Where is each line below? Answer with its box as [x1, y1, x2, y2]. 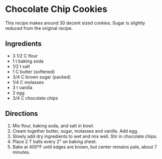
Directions [5, 109, 38, 118]
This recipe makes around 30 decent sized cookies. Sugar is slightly [5, 20, 146, 26]
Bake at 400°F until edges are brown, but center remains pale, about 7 [12, 144, 157, 150]
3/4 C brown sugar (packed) [12, 74, 71, 80]
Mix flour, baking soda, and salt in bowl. [12, 123, 94, 129]
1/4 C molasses [12, 79, 44, 85]
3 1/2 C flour [12, 53, 38, 59]
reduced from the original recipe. [5, 25, 73, 31]
